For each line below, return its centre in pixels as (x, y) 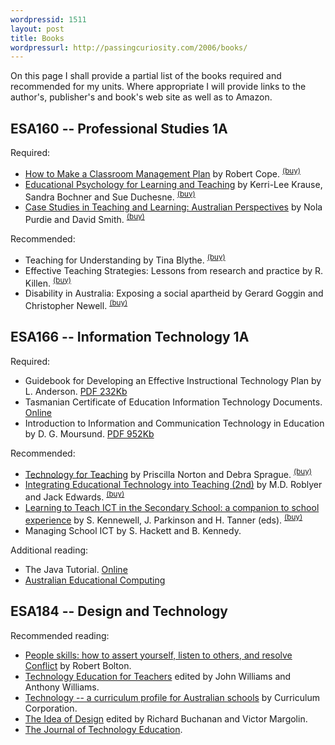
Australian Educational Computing (95, 580)
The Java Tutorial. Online (76, 569)
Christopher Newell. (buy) (76, 304)
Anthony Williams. (62, 687)
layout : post (37, 29)
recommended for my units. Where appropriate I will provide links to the (158, 87)
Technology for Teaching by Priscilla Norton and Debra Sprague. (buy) (168, 473)
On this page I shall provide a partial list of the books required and (146, 76)
